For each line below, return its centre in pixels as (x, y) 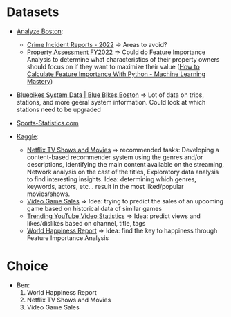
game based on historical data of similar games (94, 208)
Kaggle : (27, 136)
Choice (28, 266)
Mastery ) (40, 81)
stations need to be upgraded (59, 109)
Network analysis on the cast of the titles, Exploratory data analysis (123, 172)
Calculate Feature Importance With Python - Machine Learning (116, 74)
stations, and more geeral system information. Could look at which (111, 102)
